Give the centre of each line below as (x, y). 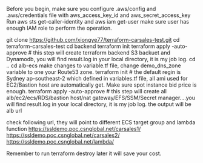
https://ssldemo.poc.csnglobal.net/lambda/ (60, 141)
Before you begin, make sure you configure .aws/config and (81, 9)
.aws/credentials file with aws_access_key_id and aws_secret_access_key (98, 15)
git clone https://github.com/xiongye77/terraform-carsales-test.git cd (93, 40)
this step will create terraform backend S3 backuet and (102, 53)
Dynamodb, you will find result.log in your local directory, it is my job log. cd (101, 59)
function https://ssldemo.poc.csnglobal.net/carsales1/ (74, 129)
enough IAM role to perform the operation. (59, 28)
